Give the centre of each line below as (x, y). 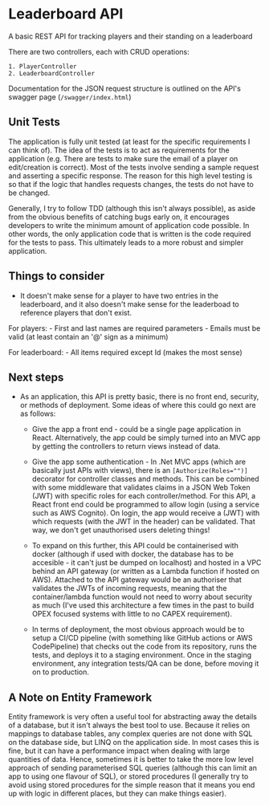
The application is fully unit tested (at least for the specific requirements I (129, 141)
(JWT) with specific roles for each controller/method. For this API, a (144, 496)
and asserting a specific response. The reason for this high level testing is (130, 175)
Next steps (36, 377)
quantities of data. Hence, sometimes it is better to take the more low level (131, 759)
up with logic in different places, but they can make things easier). (118, 794)
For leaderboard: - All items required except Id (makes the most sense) (125, 352)
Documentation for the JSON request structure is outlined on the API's (124, 88)
